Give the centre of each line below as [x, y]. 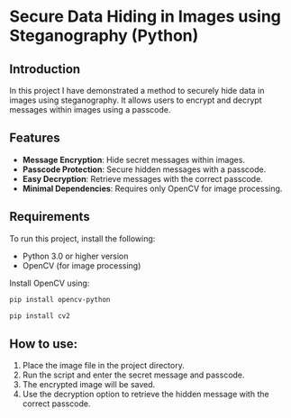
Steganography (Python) [104, 36]
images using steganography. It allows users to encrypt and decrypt [136, 100]
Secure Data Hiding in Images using [145, 17]
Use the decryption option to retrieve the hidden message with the [145, 395]
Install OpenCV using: [50, 283]
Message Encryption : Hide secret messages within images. [134, 159]
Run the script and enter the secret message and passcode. [133, 375]
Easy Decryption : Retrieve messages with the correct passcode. [142, 178]
